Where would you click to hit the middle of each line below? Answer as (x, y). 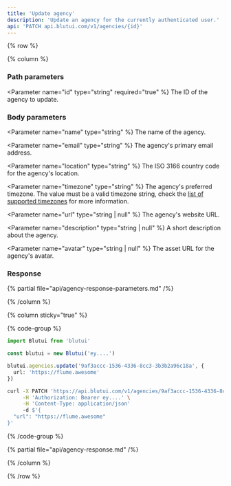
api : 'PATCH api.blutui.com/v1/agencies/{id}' (75, 26)
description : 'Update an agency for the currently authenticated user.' (113, 20)
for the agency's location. (43, 173)
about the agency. (33, 235)
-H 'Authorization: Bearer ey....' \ (76, 397)
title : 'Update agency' (41, 13)
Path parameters (35, 77)
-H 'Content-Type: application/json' (76, 404)
